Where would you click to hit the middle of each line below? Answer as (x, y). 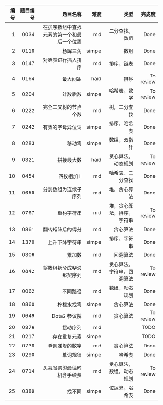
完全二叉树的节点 (62, 107)
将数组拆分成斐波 (62, 268)
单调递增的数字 (65, 346)
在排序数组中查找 (62, 27)
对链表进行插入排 (62, 60)
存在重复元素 (67, 337)
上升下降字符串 (65, 242)
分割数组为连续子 (62, 189)
